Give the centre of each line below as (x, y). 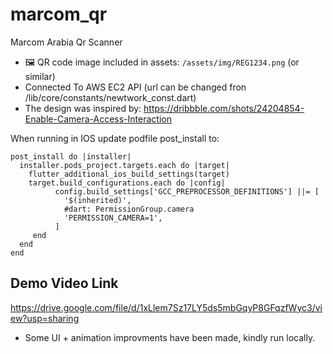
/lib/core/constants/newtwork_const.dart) (110, 97)
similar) (40, 76)
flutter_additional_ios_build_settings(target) (129, 174)
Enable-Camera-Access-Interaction (98, 119)
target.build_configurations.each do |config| (127, 183)
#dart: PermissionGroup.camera (129, 209)
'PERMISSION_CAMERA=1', (113, 218)
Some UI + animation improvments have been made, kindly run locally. (170, 337)
